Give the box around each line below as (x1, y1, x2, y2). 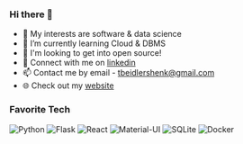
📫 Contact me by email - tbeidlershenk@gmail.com (22, 67, 215, 78)
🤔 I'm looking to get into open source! (22, 48, 162, 58)
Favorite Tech (9, 103, 70, 116)
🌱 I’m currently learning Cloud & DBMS (22, 38, 166, 49)
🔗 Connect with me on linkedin (22, 58, 137, 68)
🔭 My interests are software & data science (22, 29, 183, 40)
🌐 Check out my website (22, 80, 114, 91)
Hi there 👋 (9, 8, 54, 21)
